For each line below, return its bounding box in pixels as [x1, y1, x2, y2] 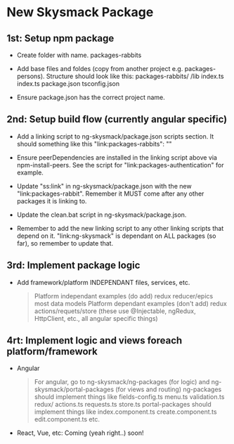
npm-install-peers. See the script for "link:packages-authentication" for [16, 160, 224, 169]
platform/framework [6, 345, 98, 357]
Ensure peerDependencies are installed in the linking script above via [16, 153, 217, 162]
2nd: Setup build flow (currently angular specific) [6, 113, 228, 125]
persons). [16, 72, 45, 80]
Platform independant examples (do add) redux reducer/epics [34, 291, 214, 300]
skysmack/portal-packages [34, 385, 114, 394]
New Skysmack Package [6, 4, 154, 20]
